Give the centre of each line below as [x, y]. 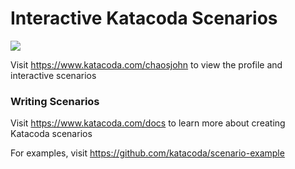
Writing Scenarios [55, 101]
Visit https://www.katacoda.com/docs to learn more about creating [148, 123]
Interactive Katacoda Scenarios [144, 18]
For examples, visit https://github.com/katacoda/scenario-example [147, 153]
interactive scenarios [53, 75]
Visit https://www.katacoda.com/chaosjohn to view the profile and [146, 64]
